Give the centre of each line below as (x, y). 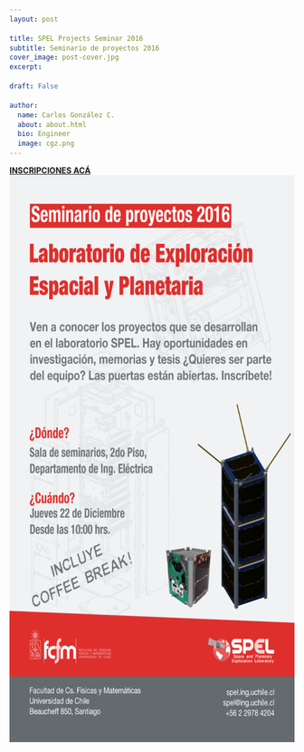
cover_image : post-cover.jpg (64, 58)
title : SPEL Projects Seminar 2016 (76, 38)
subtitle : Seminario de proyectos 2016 (85, 48)
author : (24, 105)
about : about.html (52, 124)
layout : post (34, 19)
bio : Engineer (44, 134)
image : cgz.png (46, 144)
